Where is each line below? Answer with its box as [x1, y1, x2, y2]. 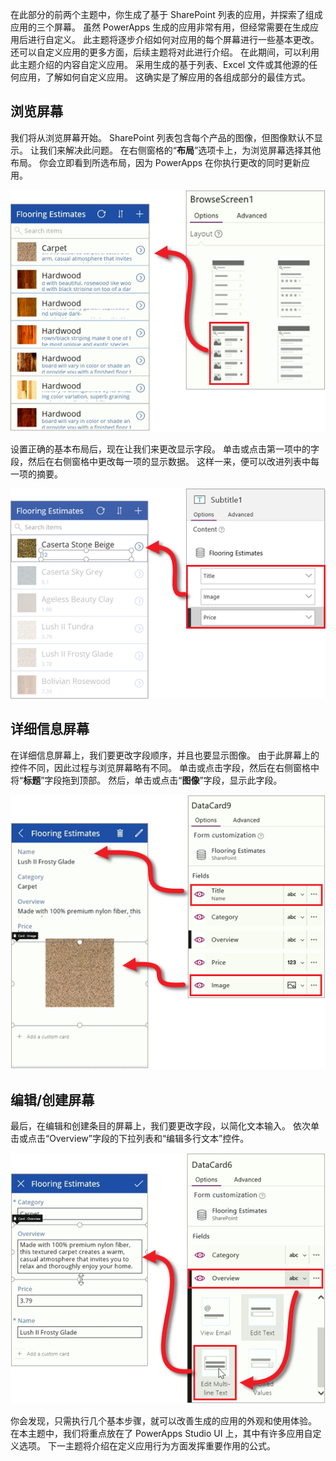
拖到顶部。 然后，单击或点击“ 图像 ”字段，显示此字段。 [61, 774, 283, 786]
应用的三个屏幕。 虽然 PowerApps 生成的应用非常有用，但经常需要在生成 [10, 21, 311, 33]
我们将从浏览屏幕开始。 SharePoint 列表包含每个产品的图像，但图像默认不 [10, 131, 315, 143]
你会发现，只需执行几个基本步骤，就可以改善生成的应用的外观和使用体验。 [10, 1415, 317, 1427]
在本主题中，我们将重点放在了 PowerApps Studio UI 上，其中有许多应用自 [10, 1428, 313, 1440]
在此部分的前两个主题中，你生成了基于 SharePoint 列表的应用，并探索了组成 [10, 9, 323, 20]
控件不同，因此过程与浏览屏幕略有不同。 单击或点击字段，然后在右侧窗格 [10, 761, 311, 773]
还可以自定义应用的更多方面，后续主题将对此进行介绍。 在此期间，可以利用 [10, 46, 320, 58]
